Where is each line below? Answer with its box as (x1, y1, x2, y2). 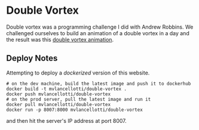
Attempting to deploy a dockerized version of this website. (6, 69, 150, 76)
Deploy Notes (6, 53, 58, 63)
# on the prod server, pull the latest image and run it (6, 96, 151, 102)
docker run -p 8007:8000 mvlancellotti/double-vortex (6, 107, 143, 113)
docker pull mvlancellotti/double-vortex (6, 101, 111, 107)
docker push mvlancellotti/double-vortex (6, 91, 111, 97)
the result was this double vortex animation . (6, 36, 114, 43)
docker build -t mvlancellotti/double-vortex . (6, 86, 127, 92)
